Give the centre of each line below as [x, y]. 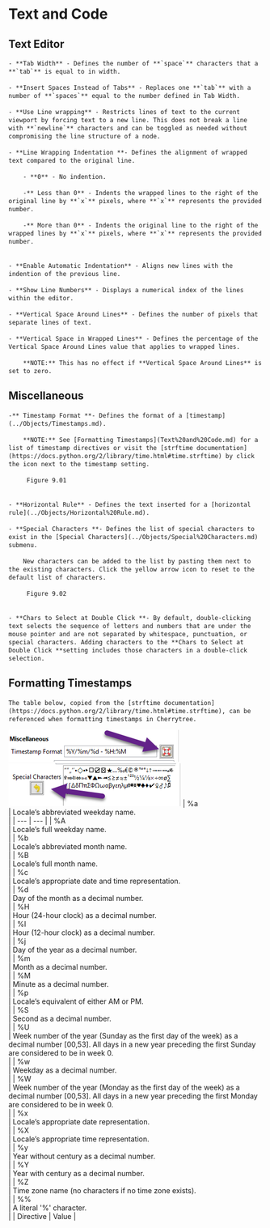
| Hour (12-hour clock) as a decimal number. [82, 933]
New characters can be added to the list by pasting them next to [137, 561]
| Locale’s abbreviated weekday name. [72, 812]
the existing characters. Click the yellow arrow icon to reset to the [131, 569]
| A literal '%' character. [48, 1208]
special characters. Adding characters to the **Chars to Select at [126, 642]
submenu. [23, 545]
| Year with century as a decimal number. [77, 1173]
